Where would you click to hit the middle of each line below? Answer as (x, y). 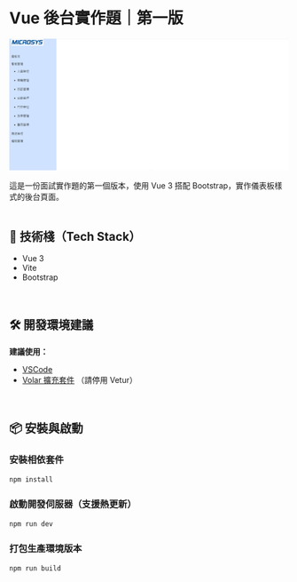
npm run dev (31, 524)
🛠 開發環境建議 (51, 325)
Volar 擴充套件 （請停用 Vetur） (79, 380)
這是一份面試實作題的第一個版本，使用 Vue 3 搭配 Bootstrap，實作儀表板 (142, 185)
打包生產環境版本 (46, 548)
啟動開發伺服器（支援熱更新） (73, 504)
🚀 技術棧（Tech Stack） (75, 237)
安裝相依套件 (37, 459)
